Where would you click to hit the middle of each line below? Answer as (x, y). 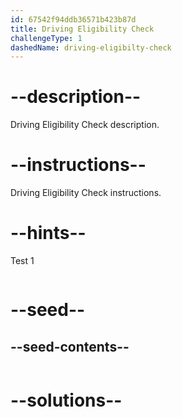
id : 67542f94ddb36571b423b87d (73, 19)
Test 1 (22, 261)
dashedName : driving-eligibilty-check (91, 47)
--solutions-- (66, 400)
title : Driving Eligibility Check (82, 29)
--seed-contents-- (70, 346)
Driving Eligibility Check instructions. (86, 193)
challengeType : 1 (46, 38)
